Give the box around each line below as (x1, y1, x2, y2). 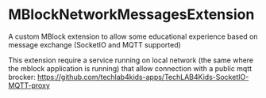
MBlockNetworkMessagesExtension (8, 6, 255, 24)
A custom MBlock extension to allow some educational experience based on (8, 32, 258, 41)
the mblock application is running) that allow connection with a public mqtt (8, 63, 253, 73)
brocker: (8, 72, 36, 81)
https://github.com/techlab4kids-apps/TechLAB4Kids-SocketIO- (37, 72, 249, 81)
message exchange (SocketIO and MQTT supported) (8, 40, 181, 49)
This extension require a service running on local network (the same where (8, 55, 254, 65)
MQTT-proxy (8, 81, 50, 90)
